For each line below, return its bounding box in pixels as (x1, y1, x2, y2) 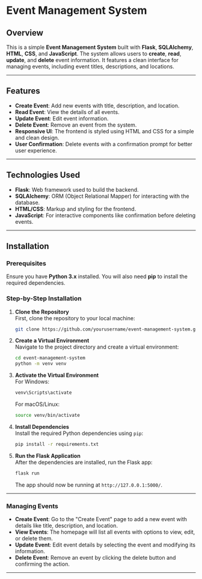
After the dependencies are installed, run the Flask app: (14, 458, 153, 466)
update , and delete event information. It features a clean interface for (6, 57, 179, 63)
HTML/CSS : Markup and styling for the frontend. (14, 205, 136, 212)
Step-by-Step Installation (6, 294, 82, 303)
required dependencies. (6, 279, 66, 286)
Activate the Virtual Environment (14, 372, 99, 379)
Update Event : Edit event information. (14, 115, 109, 122)
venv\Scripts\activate (14, 390, 72, 396)
